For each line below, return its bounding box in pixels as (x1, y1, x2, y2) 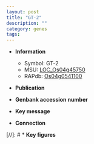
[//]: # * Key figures (6, 131, 56, 139)
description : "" (6, 20, 47, 26)
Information (15, 48, 46, 55)
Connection (15, 119, 45, 127)
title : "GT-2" (6, 15, 42, 21)
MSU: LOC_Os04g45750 (24, 66, 86, 73)
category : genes (6, 25, 47, 32)
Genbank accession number (15, 96, 88, 103)
